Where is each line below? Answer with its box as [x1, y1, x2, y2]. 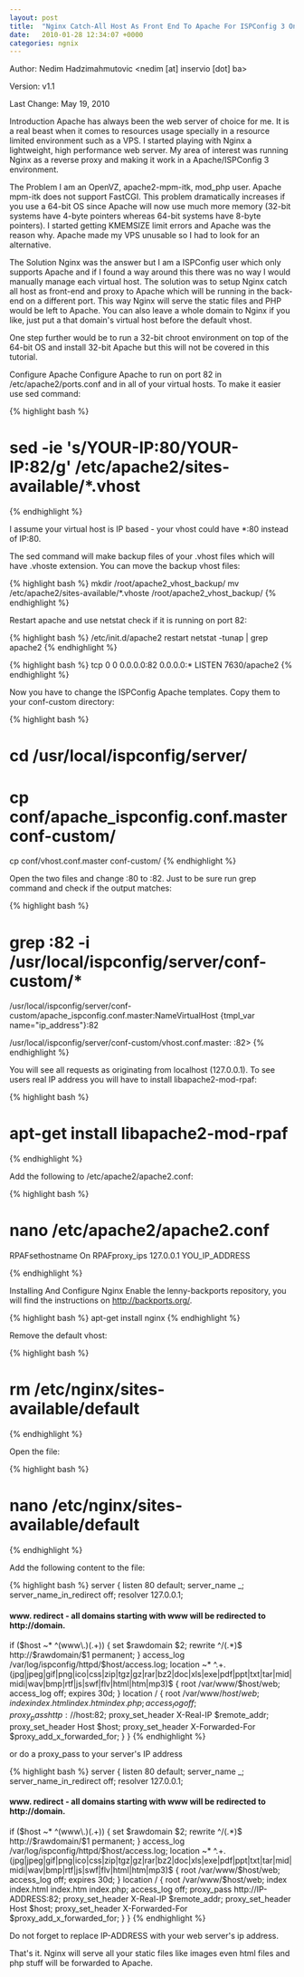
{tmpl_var [220, 1010, 255, 1021]
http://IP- [233, 1884, 268, 1895]
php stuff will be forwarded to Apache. [9, 1958, 154, 1968]
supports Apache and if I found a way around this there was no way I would [9, 266, 291, 277]
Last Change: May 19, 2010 [9, 99, 110, 110]
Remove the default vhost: [9, 1330, 108, 1341]
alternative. [9, 239, 52, 250]
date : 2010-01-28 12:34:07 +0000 [9, 30, 144, 39]
